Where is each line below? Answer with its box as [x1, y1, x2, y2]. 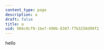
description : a [5, 12, 38, 17]
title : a [5, 21, 24, 27]
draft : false [5, 17, 33, 22]
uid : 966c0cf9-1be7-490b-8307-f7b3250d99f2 [5, 26, 99, 31]
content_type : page [5, 7, 47, 13]
